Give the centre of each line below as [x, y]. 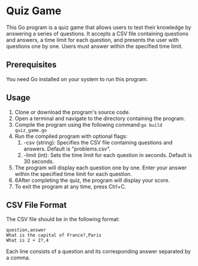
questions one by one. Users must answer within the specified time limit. [95, 46]
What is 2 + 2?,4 [27, 241]
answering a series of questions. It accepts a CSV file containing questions [97, 33]
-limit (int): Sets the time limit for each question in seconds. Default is [108, 155]
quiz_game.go [31, 130]
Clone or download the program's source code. [72, 112]
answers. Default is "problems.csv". [67, 149]
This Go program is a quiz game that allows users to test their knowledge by [99, 27]
